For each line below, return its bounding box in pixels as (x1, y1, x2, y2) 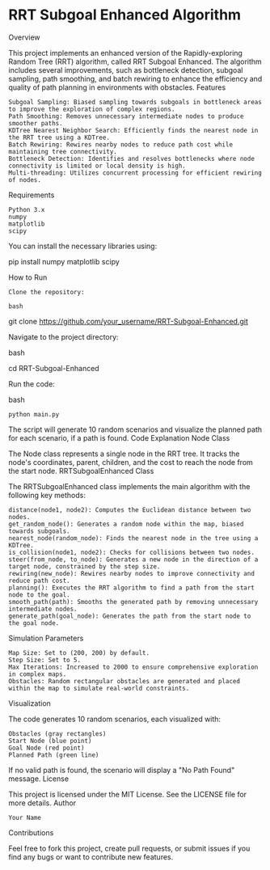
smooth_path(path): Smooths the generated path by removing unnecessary (8, 598, 259, 606)
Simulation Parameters (8, 633, 84, 643)
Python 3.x (8, 205, 45, 213)
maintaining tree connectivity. (8, 147, 117, 155)
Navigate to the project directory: (8, 332, 119, 341)
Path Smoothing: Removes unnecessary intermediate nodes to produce (8, 112, 244, 120)
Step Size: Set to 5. (8, 656, 82, 664)
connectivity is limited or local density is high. (8, 162, 186, 170)
